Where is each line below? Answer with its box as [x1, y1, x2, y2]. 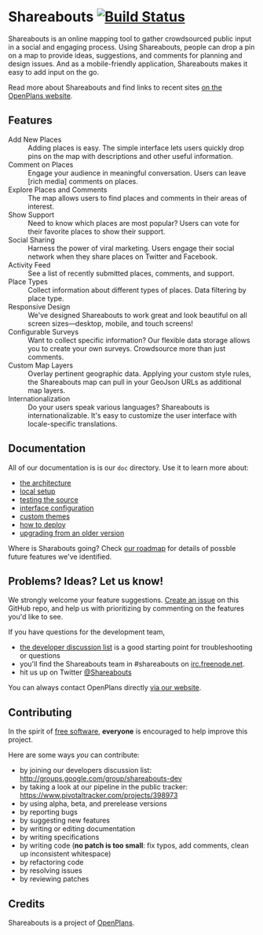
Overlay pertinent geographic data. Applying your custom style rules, [27, 368, 251, 378]
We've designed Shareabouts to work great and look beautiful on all [27, 310, 247, 320]
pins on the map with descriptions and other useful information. [27, 151, 233, 161]
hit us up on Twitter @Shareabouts [19, 667, 132, 677]
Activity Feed [8, 260, 51, 269]
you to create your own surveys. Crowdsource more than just [27, 343, 226, 353]
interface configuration [19, 503, 94, 512]
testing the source [19, 494, 79, 504]
